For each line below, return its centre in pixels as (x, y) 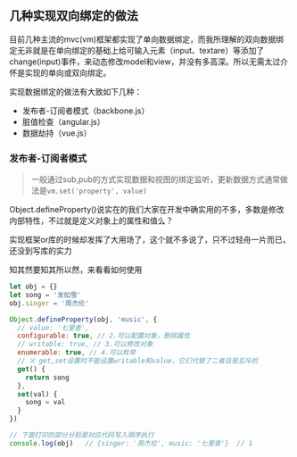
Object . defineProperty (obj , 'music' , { (83, 320)
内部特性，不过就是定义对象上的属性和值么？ (91, 220)
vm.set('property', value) (97, 191)
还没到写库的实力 (41, 251)
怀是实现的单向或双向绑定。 (60, 72)
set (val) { (37, 394)
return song (47, 378)
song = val (45, 403)
